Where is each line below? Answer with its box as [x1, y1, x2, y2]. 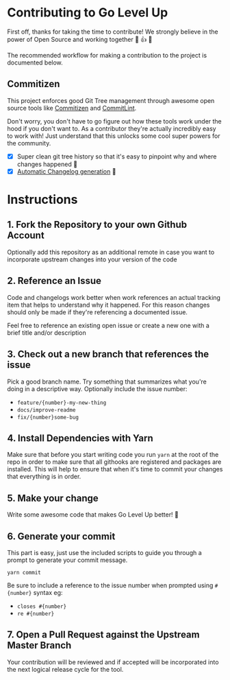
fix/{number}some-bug [16, 414, 79, 421]
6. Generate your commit [7, 530, 116, 542]
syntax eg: [33, 588, 63, 596]
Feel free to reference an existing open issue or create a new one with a [7, 321, 210, 329]
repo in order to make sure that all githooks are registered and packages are [7, 458, 222, 466]
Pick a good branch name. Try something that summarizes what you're [7, 377, 207, 386]
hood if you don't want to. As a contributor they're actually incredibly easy [7, 124, 217, 132]
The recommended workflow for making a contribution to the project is [7, 51, 207, 59]
